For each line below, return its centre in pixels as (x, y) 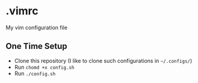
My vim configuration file (36, 27)
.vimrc (22, 11)
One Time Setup (36, 46)
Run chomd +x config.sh (44, 67)
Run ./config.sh (35, 73)
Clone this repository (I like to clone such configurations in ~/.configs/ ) (103, 60)
